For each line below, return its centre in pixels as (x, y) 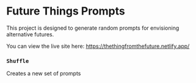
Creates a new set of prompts (44, 73)
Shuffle (18, 61)
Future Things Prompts (66, 11)
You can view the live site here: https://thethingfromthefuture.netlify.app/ (98, 46)
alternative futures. (30, 34)
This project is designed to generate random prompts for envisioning (93, 28)
